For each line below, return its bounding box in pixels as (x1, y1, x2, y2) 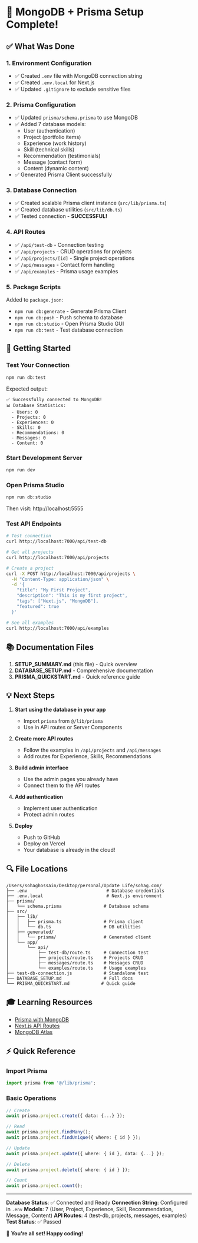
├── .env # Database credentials (6, 888, 165, 894)
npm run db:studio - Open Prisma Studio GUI (14, 320, 124, 328)
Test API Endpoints (6, 520, 62, 528)
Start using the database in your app (14, 706, 106, 713)
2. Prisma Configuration (6, 100, 76, 108)
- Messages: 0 (11, 435, 46, 441)
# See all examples (6, 620, 54, 626)
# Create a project (6, 565, 54, 571)
